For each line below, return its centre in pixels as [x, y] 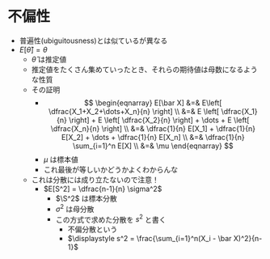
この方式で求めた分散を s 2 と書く [111, 219]
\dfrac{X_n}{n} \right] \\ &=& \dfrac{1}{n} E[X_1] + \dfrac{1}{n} [153, 128]
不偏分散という [93, 229]
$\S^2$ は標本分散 [86, 198]
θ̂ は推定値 [49, 59]
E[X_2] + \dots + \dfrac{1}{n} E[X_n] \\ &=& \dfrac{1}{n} [153, 137]
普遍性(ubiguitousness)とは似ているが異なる [93, 40]
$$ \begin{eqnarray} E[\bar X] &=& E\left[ [153, 103]
